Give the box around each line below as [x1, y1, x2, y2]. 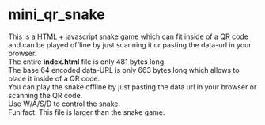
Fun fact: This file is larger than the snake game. [8, 107, 165, 116]
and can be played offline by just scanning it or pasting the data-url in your [8, 40, 252, 49]
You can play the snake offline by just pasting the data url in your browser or [8, 81, 257, 92]
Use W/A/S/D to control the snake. [8, 99, 121, 108]
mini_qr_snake [8, 6, 105, 24]
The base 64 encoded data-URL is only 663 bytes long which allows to [8, 65, 240, 74]
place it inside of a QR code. [8, 74, 100, 83]
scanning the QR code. [8, 90, 83, 100]
